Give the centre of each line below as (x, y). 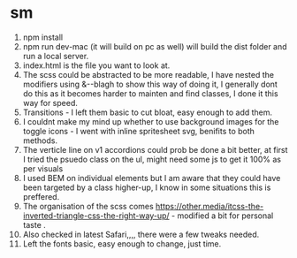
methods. (40, 140)
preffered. (41, 196)
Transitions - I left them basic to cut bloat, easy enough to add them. (148, 112)
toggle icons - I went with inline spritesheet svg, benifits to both (139, 131)
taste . (34, 224)
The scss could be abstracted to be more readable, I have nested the (148, 74)
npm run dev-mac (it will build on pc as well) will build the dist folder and (155, 46)
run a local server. (56, 56)
